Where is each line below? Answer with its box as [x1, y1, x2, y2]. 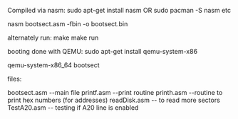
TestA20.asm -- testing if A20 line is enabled [7, 103, 139, 112]
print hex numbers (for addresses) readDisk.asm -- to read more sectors [7, 96, 221, 104]
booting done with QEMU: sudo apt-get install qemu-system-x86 [7, 47, 198, 55]
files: [7, 74, 22, 83]
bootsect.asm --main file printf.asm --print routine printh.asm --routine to [7, 89, 223, 96]
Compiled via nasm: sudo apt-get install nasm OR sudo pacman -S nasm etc [7, 6, 232, 14]
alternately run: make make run [7, 33, 99, 42]
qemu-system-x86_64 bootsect [7, 61, 100, 69]
